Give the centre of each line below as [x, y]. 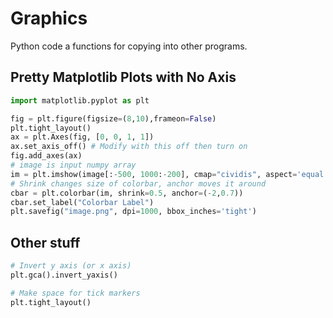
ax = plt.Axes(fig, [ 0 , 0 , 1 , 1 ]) [82, 137]
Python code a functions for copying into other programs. [129, 46]
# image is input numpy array [73, 165]
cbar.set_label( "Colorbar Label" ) [82, 202]
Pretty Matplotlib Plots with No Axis [123, 77]
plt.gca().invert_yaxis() [64, 275]
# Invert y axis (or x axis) [71, 266]
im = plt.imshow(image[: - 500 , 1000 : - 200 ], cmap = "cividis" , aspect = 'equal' [169, 174]
